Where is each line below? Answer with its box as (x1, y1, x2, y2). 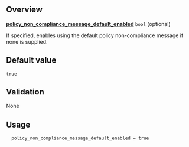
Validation (6, 87, 44, 97)
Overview (6, 5, 43, 15)
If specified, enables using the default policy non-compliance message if (6, 32, 184, 39)
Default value (6, 55, 57, 66)
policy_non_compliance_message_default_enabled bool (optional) (6, 20, 171, 27)
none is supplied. (6, 38, 48, 45)
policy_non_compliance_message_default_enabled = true (11, 135, 149, 141)
